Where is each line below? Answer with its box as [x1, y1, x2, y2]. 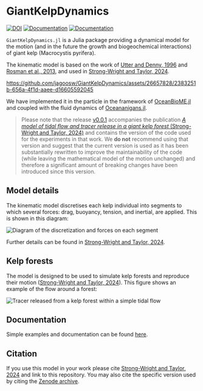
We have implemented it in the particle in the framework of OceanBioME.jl [6, 98, 191, 105]
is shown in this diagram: [6, 215, 69, 222]
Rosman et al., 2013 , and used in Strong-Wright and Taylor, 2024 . [6, 67, 170, 74]
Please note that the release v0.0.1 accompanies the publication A [21, 116, 187, 123]
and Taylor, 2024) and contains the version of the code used [39, 129, 191, 136]
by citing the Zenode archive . [6, 378, 80, 385]
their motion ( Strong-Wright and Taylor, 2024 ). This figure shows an [6, 279, 176, 286]
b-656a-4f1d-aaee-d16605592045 [6, 85, 94, 93]
